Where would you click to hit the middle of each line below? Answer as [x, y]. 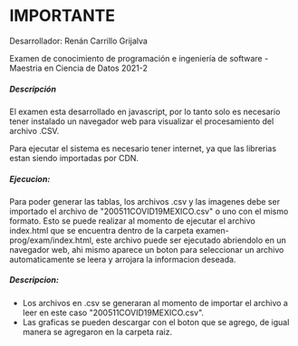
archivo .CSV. [34, 130]
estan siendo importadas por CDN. [74, 158]
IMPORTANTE [62, 16]
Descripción [33, 89]
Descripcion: [34, 280]
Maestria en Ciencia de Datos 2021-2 [78, 68]
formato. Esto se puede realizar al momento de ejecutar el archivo [132, 221]
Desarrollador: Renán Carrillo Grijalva [78, 41]
